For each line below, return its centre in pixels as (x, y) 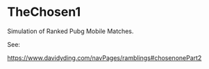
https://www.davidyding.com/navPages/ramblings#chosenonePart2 (104, 58)
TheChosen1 (44, 12)
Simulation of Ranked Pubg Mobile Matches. (70, 31)
